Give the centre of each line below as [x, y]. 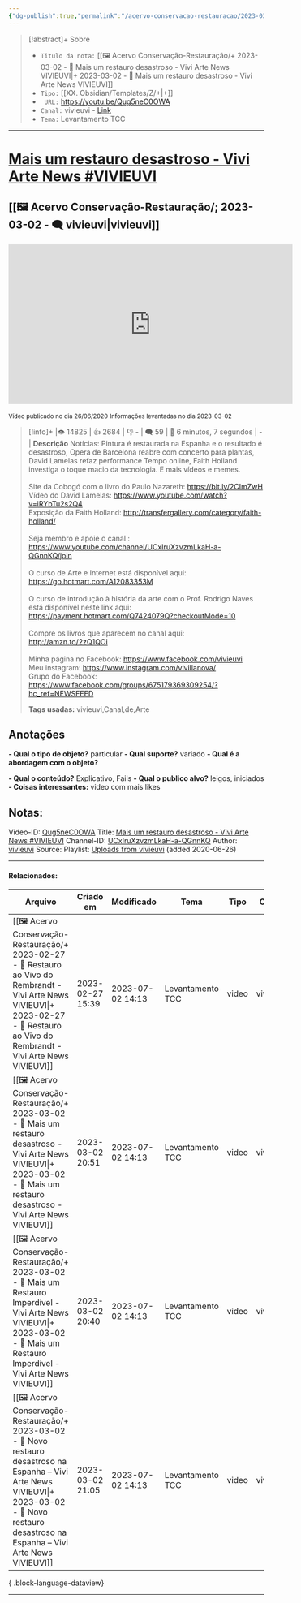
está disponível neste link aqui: [80, 607]
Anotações [37, 735]
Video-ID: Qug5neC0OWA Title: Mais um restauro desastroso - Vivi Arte [129, 832]
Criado [90, 897]
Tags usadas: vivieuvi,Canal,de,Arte [89, 709]
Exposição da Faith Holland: [75, 512]
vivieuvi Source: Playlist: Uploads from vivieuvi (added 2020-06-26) [123, 850]
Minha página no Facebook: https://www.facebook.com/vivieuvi [135, 659]
